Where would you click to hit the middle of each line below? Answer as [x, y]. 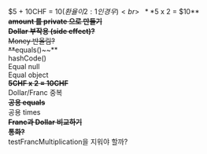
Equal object [28, 75]
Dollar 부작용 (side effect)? [52, 31]
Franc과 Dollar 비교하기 [45, 122]
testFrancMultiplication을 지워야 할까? [68, 141]
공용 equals [27, 102]
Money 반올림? [31, 41]
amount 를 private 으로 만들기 [55, 21]
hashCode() [28, 58]
